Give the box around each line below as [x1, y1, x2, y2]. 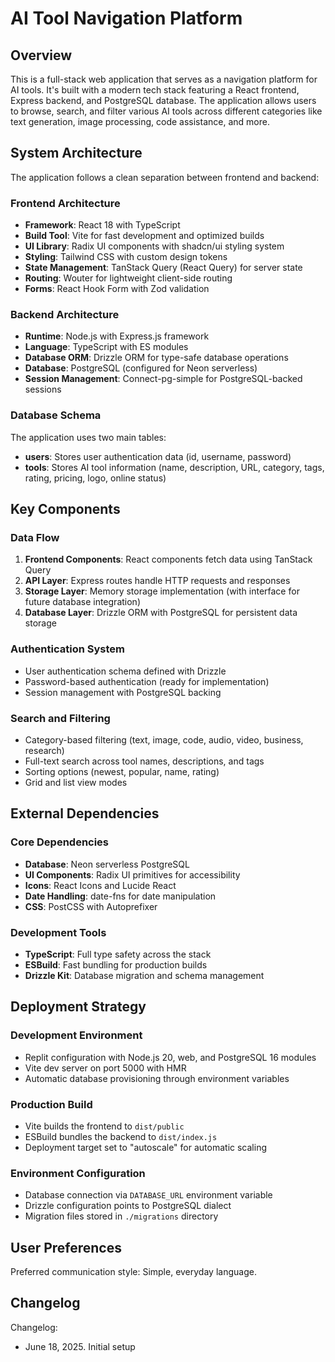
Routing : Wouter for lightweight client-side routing [24, 272, 233, 284]
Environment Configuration [10, 1166, 146, 1180]
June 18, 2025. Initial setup [24, 1340, 136, 1352]
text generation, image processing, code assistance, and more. [10, 116, 270, 127]
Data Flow [10, 531, 60, 545]
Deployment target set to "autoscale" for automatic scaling [24, 1141, 267, 1153]
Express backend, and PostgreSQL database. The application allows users [10, 95, 317, 106]
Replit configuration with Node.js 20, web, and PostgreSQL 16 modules [24, 1051, 317, 1063]
